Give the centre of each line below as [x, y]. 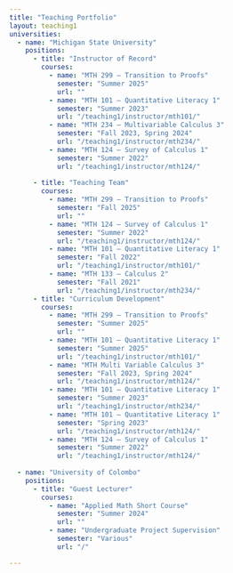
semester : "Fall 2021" [99, 282]
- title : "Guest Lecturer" [83, 489]
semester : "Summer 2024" [103, 514]
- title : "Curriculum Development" [99, 299]
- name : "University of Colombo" [79, 472]
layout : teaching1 [43, 26]
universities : [36, 34]
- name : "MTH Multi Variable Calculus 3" [126, 365]
